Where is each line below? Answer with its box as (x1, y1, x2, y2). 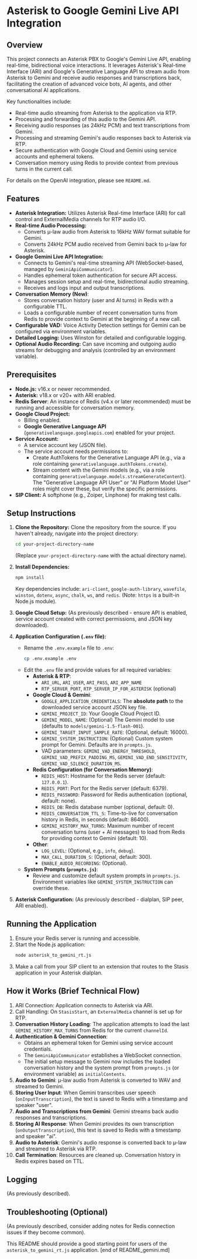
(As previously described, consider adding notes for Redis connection (6, 1223, 175, 1230)
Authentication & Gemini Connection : (15, 1033, 108, 1040)
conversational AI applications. (6, 87, 81, 93)
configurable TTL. (23, 303, 67, 310)
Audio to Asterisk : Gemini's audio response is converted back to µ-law (15, 1139, 186, 1146)
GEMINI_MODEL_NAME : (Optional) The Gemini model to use (41, 716, 175, 723)
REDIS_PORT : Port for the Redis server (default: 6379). (41, 785, 168, 792)
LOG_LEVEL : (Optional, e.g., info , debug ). (41, 847, 135, 854)
